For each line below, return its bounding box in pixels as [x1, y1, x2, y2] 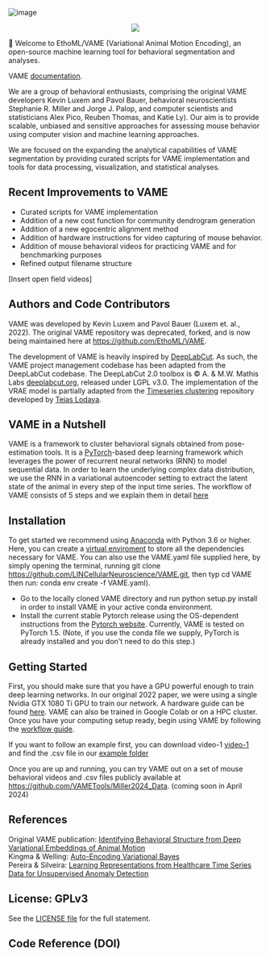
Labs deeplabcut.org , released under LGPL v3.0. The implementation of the [8, 377, 259, 387]
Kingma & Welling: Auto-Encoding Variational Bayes [8, 851, 180, 861]
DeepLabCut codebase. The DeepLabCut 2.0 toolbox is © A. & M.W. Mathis [8, 368, 260, 378]
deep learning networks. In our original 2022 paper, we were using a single [8, 690, 258, 700]
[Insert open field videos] [8, 274, 93, 284]
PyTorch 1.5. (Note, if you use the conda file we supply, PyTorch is [19, 628, 239, 638]
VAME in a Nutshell [8, 418, 106, 431]
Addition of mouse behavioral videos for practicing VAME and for [19, 241, 236, 251]
